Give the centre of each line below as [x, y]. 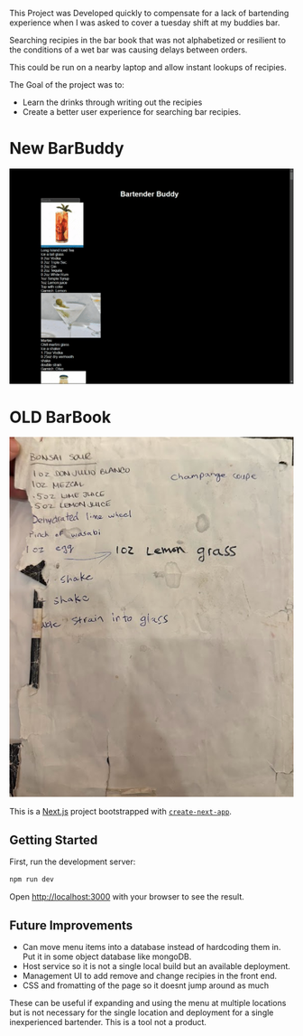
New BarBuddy [67, 149]
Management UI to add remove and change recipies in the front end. [150, 975]
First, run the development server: [73, 862]
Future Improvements [71, 925]
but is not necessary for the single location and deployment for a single [142, 1012]
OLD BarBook [60, 417]
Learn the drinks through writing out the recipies [112, 102]
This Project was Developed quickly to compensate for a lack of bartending [149, 13]
